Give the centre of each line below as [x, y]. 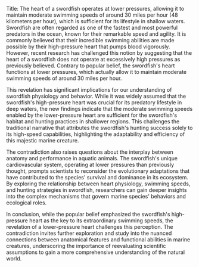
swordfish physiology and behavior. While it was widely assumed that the [96, 96]
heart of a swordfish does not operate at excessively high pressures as [93, 59]
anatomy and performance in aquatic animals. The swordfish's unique [92, 158]
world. [14, 258]
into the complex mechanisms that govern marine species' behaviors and [96, 196]
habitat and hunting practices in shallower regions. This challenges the [93, 121]
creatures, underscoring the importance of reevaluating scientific [86, 246]
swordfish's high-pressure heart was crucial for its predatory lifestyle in [94, 103]
